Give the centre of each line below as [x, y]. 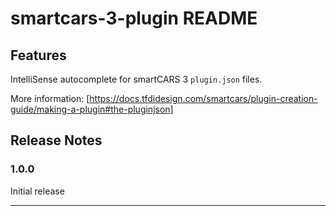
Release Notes [56, 140]
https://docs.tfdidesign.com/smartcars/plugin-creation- [203, 98]
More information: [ [50, 98]
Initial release [37, 191]
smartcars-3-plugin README [134, 18]
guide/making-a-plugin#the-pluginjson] [92, 109]
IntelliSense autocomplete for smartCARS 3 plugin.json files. [136, 79]
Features [38, 55]
